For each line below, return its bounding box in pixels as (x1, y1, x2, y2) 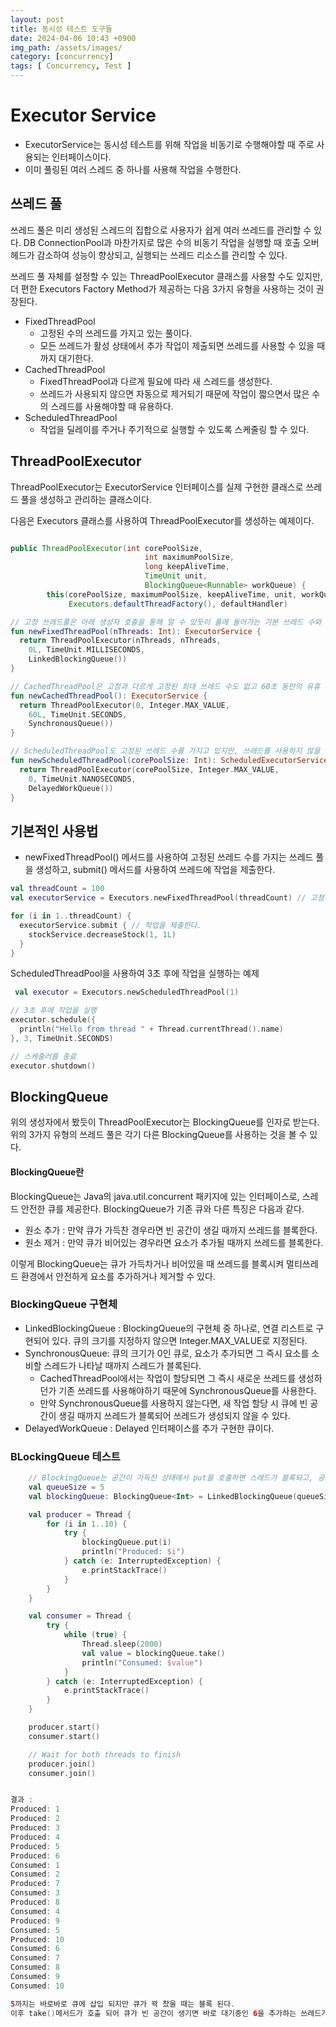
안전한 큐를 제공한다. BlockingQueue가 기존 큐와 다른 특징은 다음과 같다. (20, 1202, 305, 1215)
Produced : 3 (10, 1823, 60, 1833)
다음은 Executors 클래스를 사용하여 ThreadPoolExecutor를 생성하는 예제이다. (10, 514, 315, 526)
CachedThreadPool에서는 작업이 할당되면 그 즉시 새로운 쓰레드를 (39, 1372, 297, 1384)
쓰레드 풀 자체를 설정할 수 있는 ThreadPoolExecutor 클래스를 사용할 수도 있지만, (10, 270, 323, 282)
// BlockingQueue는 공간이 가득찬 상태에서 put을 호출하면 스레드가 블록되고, (28, 1473, 314, 1483)
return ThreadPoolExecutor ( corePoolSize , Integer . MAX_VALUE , (19, 764, 280, 775)
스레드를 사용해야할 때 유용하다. (50, 400, 174, 412)
